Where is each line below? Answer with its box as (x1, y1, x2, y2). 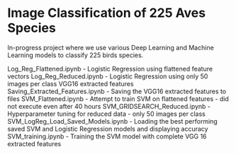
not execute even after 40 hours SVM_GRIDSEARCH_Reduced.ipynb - (7, 102, 211, 110)
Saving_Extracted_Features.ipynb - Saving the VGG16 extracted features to (7, 87, 227, 95)
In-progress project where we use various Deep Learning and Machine (7, 43, 214, 52)
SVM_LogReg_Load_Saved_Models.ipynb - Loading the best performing (7, 117, 218, 125)
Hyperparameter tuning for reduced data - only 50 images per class (7, 109, 206, 118)
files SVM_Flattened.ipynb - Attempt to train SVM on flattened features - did (7, 94, 229, 103)
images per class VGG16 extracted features (7, 79, 134, 88)
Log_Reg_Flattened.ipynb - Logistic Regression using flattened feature (7, 64, 213, 73)
